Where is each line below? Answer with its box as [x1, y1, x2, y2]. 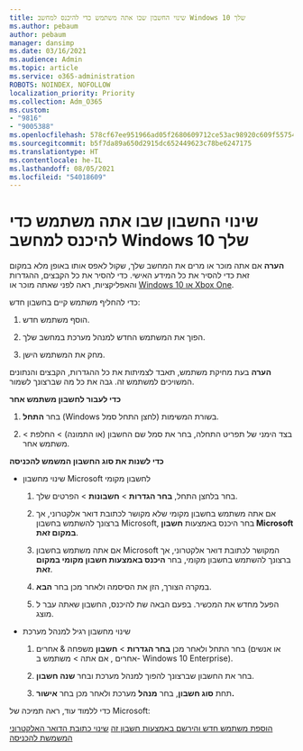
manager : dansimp [9, 38, 75, 48]
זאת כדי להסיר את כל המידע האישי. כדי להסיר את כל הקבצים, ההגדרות [9, 270, 250, 280]
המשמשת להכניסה [9, 732, 73, 744]
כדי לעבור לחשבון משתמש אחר [9, 394, 122, 405]
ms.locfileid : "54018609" [9, 172, 106, 181]
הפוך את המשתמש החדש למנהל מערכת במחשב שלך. [22, 332, 206, 343]
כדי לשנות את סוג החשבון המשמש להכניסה [9, 456, 164, 467]
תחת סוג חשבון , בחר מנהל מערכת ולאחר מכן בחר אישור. [35, 688, 234, 699]
